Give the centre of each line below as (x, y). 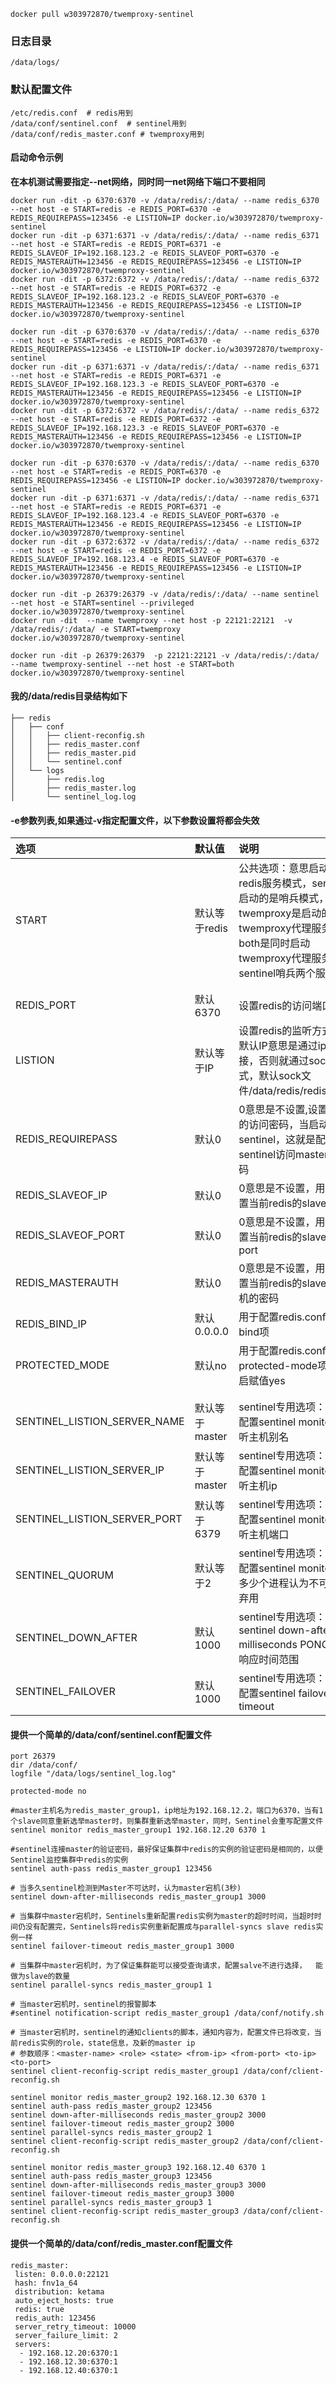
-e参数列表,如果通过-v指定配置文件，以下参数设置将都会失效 (135, 820)
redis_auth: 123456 (55, 2318)
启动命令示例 (36, 157)
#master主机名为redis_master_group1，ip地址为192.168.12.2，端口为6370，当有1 (167, 1811)
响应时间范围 (269, 1660)
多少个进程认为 (274, 1583)
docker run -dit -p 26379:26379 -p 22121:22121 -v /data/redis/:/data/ (165, 655)
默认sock (280, 1076)
